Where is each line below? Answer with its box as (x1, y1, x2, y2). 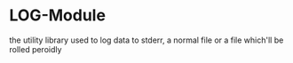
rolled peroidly (9, 43, 62, 54)
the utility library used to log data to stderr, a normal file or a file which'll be (9, 35, 284, 45)
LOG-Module (9, 5, 107, 26)
